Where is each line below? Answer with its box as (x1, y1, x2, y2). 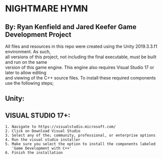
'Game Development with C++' (11, 146, 72, 151)
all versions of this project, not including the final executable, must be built (5, 54, 157, 60)
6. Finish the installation (5, 150, 63, 156)
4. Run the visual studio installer (5, 137, 81, 142)
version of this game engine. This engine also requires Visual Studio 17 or (5, 65, 155, 70)
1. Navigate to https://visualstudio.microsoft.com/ (5, 124, 116, 129)
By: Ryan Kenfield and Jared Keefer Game (5, 23, 137, 31)
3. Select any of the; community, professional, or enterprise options (5, 133, 156, 138)
